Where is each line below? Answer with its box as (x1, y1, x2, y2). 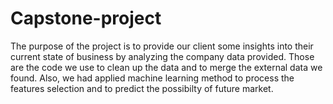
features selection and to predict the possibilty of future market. (10, 82, 274, 94)
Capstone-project (10, 7, 162, 30)
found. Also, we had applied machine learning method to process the (10, 72, 295, 84)
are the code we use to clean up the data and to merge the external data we (10, 61, 323, 73)
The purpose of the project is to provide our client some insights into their (10, 40, 314, 52)
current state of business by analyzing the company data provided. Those (10, 50, 315, 62)
